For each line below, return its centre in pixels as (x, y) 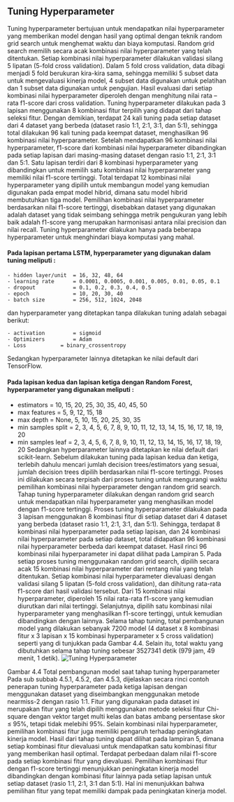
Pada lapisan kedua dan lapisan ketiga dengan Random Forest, (100, 382)
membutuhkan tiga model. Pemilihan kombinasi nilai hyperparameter (106, 200)
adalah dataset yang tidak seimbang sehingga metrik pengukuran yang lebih (117, 215)
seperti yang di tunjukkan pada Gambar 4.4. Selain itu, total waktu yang (120, 644)
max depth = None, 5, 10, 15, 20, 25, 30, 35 (79, 420)
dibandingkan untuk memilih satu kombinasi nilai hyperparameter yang (109, 170)
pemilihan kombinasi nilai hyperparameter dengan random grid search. (119, 487)
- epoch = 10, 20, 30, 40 (65, 294)
